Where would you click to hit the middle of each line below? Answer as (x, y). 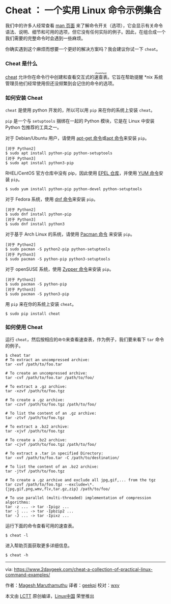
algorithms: (18, 502)
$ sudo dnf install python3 (35, 224)
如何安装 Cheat (24, 98)
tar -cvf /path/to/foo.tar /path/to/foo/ (50, 378)
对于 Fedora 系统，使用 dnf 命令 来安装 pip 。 (52, 199)
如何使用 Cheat (24, 327)
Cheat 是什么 (21, 63)
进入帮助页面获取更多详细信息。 (39, 545)
